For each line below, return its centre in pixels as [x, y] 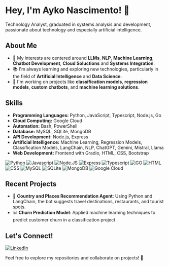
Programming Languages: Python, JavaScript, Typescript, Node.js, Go [87, 115]
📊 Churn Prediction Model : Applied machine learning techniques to [84, 213]
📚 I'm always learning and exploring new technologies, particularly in [86, 69]
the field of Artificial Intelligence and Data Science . [67, 76]
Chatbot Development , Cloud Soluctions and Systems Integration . [84, 63]
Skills [14, 103]
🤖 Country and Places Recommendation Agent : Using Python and [82, 196]
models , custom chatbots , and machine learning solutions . [76, 87]
